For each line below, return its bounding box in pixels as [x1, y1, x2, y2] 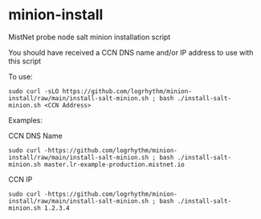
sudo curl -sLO [8, 87, 59, 95]
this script [8, 56, 42, 66]
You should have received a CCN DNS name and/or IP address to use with [8, 47, 254, 57]
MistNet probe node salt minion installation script [8, 32, 171, 42]
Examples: [8, 115, 43, 125]
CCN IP [8, 174, 33, 184]
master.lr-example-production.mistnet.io [43, 160, 185, 168]
